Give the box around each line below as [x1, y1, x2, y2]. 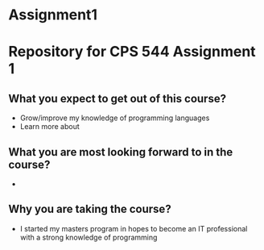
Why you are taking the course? [8, 202, 171, 216]
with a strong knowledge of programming [19, 232, 158, 242]
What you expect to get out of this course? [8, 91, 227, 106]
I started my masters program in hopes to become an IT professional [19, 223, 248, 233]
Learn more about [19, 122, 80, 131]
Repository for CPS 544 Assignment [8, 43, 256, 61]
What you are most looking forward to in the [8, 145, 233, 159]
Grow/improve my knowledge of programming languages [19, 113, 210, 123]
